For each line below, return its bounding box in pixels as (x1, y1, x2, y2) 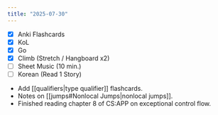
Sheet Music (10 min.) (17, 62, 82, 70)
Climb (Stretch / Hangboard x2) (17, 54, 110, 62)
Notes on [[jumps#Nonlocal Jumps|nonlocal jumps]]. (17, 92, 173, 100)
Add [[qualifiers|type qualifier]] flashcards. (17, 84, 143, 92)
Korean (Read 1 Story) (17, 70, 82, 78)
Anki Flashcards (17, 30, 65, 38)
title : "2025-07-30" (7, 10, 69, 18)
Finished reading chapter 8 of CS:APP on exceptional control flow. (17, 99, 212, 107)
